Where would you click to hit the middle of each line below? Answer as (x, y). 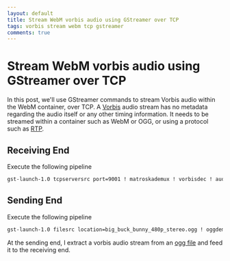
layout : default (30, 13)
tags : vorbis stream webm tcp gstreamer (66, 26)
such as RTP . (26, 129)
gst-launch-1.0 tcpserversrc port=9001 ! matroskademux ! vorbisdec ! (110, 179)
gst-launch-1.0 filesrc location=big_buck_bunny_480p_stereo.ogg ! (105, 230)
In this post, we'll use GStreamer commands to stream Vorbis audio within (111, 100)
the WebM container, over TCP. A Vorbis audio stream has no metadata (107, 107)
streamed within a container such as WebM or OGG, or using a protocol (108, 122)
